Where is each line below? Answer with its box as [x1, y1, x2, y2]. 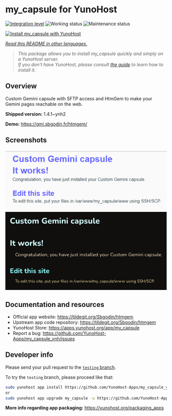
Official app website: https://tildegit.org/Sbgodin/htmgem [12, 314, 134, 320]
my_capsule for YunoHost [5, 4, 117, 15]
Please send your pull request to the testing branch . [5, 364, 116, 370]
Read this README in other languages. [5, 40, 88, 47]
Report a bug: [12, 330, 42, 336]
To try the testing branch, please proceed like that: [5, 374, 114, 380]
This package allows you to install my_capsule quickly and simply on [17, 50, 164, 57]
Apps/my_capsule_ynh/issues [12, 336, 75, 341]
